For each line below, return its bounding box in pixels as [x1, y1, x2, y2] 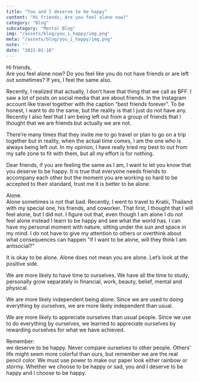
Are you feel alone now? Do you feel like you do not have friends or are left [6, 70, 189, 77]
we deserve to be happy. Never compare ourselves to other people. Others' [6, 344, 191, 351]
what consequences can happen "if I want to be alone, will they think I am [6, 236, 187, 243]
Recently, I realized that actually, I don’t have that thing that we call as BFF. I [6, 87, 192, 95]
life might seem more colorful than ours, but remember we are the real [6, 350, 178, 357]
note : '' [6, 42, 28, 48]
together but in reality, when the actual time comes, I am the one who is [6, 137, 181, 144]
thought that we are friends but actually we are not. [6, 119, 132, 127]
